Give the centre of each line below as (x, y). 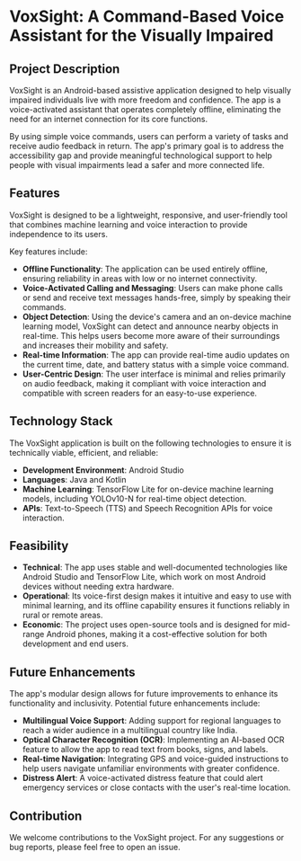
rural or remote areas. (62, 615)
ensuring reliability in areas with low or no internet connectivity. (140, 278)
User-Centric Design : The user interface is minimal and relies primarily (154, 374)
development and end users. (75, 644)
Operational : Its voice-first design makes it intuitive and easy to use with (157, 596)
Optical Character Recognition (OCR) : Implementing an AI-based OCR (153, 740)
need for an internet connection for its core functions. (109, 119)
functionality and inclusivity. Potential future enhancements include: (135, 704)
